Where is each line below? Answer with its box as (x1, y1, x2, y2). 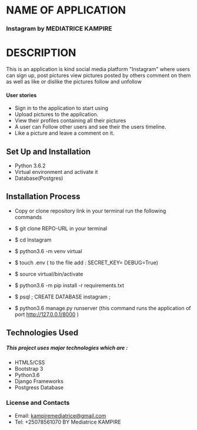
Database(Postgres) (14, 174, 64, 182)
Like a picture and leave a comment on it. (14, 130, 115, 137)
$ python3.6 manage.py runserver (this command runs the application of (14, 304, 191, 311)
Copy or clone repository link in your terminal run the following (14, 207, 166, 214)
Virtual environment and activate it (14, 169, 98, 176)
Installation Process (6, 192, 81, 201)
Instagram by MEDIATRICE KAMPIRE (6, 25, 112, 33)
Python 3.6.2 (14, 162, 46, 169)
